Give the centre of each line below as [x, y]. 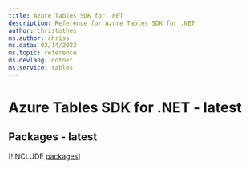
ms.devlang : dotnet [41, 61]
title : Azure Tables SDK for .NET [66, 16]
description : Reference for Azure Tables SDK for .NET [102, 23]
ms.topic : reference [43, 53]
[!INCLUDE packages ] [44, 156]
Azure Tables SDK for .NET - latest [125, 107]
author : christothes [43, 30]
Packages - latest [53, 137]
